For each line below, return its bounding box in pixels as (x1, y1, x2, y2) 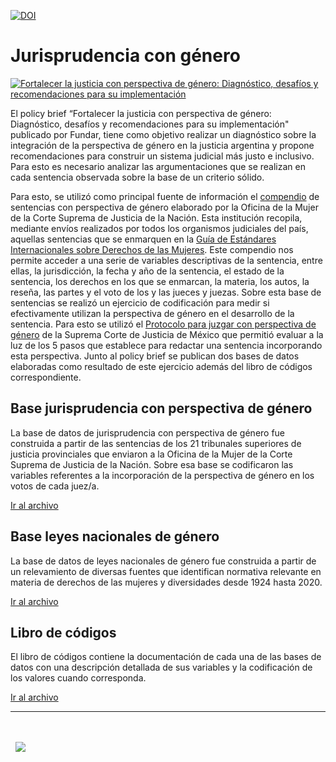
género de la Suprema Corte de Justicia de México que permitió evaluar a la (10, 328, 324, 340)
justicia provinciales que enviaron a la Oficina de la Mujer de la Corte (10, 448, 293, 460)
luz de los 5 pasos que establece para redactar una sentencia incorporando (10, 339, 323, 351)
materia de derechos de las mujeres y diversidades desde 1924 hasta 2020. (10, 576, 323, 588)
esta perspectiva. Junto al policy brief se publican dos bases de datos (10, 350, 300, 362)
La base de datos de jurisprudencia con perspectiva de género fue (10, 426, 286, 439)
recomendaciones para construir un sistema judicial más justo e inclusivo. (10, 150, 315, 162)
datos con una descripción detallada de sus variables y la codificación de (10, 661, 313, 674)
